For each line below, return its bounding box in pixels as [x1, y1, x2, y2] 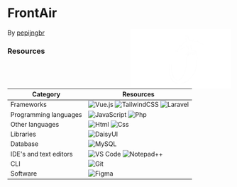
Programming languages [10, 110, 83, 118]
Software [10, 169, 38, 178]
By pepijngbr [7, 28, 45, 37]
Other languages [10, 120, 60, 128]
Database [10, 140, 39, 148]
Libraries [10, 130, 37, 139]
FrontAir [7, 5, 57, 21]
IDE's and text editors [10, 149, 73, 158]
